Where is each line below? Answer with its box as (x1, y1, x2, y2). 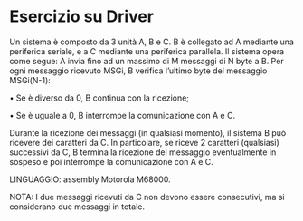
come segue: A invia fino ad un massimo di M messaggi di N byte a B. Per (9, 55, 284, 66)
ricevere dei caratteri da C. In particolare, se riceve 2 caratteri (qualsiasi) (9, 137, 280, 148)
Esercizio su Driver (9, 6, 155, 27)
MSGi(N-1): (9, 74, 52, 85)
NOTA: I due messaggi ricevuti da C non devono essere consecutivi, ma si (9, 191, 285, 202)
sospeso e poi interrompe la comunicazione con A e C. (9, 156, 214, 167)
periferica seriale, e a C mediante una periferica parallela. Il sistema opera (9, 45, 285, 56)
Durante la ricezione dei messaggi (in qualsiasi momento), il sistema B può (9, 127, 287, 138)
